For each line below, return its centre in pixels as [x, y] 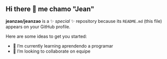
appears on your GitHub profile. [38, 27]
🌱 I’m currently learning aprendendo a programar [63, 46]
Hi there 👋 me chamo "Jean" [50, 9]
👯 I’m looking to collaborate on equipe [52, 51]
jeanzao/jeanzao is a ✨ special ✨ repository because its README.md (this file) [84, 21]
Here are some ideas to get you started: [46, 36]
